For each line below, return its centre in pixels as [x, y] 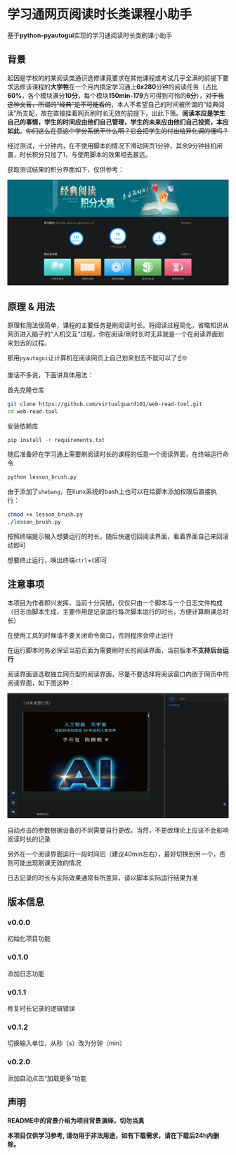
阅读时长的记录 [29, 839]
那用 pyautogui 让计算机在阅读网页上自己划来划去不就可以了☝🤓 [97, 358]
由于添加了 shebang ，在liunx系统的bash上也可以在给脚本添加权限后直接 [109, 492]
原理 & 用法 [31, 307]
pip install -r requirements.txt [56, 440]
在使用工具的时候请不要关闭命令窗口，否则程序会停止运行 [90, 635]
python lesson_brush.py [42, 477]
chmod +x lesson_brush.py [45, 515]
